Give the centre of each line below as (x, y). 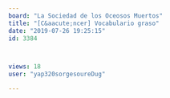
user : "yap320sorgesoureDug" (57, 74)
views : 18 (25, 67)
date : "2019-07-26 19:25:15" (57, 31)
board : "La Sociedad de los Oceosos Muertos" (85, 16)
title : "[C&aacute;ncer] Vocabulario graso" (84, 23)
